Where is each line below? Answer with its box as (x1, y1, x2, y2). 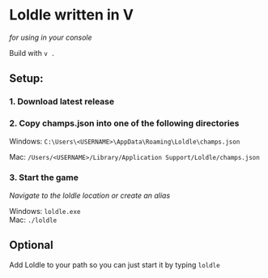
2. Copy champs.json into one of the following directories (9, 118, 240, 129)
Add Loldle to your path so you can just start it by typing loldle (9, 259, 221, 269)
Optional (9, 238, 53, 252)
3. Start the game (9, 172, 79, 183)
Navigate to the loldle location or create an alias (9, 190, 171, 200)
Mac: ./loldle (9, 215, 57, 225)
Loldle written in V (9, 6, 134, 24)
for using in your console (9, 32, 92, 42)
